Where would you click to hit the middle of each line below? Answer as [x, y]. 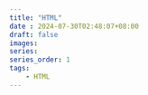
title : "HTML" [36, 18]
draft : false [34, 34]
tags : [19, 69]
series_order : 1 [40, 60]
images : [24, 43]
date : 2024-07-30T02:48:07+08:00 [74, 26]
